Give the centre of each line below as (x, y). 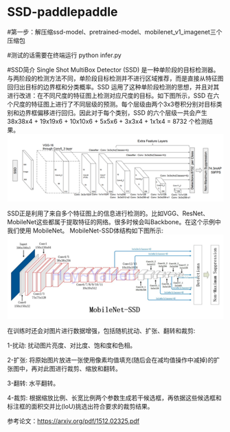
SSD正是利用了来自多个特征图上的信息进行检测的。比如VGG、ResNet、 (108, 213)
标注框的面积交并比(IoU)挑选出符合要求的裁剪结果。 (80, 407)
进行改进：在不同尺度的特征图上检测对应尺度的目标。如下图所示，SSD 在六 (113, 95)
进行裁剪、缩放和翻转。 (88, 369)
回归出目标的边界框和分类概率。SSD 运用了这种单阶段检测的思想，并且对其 (113, 87)
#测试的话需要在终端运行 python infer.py (64, 55)
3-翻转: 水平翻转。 (33, 383)
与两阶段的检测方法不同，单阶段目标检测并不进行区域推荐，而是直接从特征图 (115, 78)
